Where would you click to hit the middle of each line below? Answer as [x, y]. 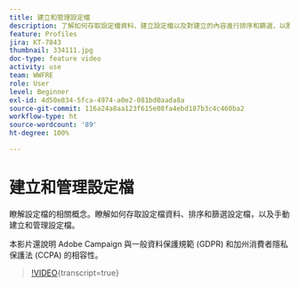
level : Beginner [39, 92]
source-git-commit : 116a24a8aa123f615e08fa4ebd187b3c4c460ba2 [127, 108]
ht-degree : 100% [39, 133]
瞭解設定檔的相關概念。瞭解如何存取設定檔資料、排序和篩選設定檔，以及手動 [149, 213]
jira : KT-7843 [36, 42]
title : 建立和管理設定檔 [50, 17]
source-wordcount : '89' [53, 125]
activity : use [36, 68]
